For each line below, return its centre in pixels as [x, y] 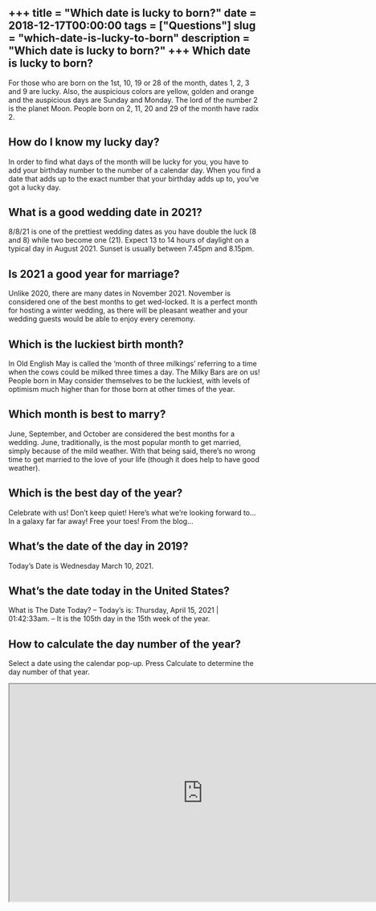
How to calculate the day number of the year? [125, 644]
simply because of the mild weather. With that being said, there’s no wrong [132, 451]
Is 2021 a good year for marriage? [94, 274]
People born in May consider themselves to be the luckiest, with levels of [129, 381]
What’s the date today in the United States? [119, 591]
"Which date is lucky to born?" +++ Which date [130, 51]
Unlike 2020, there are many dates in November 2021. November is [120, 293]
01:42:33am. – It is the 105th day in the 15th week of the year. [109, 619]
